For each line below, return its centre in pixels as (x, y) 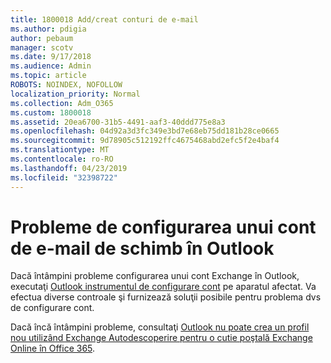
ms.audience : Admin (51, 66)
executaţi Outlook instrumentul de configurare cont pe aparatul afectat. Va (163, 287)
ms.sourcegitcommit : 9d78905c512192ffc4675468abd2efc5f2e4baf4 (145, 141)
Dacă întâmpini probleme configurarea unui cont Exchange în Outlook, (155, 276)
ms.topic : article (48, 76)
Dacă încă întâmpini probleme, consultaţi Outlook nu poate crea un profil (160, 327)
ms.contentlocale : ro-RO (62, 159)
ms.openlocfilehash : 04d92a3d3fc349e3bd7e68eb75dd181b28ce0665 (145, 131)
